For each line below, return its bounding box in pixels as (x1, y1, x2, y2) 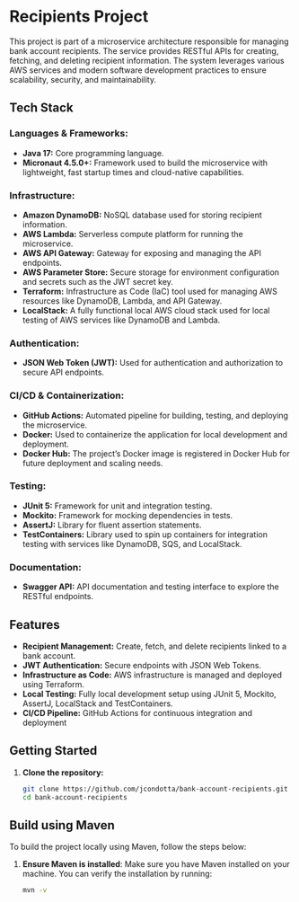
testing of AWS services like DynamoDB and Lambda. (22, 314, 221, 325)
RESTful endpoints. (22, 591, 94, 602)
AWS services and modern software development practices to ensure (9, 65, 267, 75)
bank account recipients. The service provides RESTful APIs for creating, (9, 45, 279, 56)
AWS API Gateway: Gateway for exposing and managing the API (22, 247, 262, 258)
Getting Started (9, 743, 98, 758)
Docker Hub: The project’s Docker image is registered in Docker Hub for (22, 447, 290, 459)
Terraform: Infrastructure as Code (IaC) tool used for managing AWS (22, 286, 278, 296)
